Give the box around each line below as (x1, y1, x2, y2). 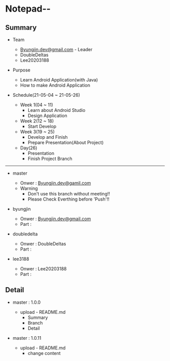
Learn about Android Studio (27, 107, 86, 113)
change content (27, 350, 61, 356)
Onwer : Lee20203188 (20, 266, 67, 271)
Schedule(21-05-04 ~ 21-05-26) (12, 92, 80, 98)
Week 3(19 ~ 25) (20, 129, 55, 135)
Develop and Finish (27, 134, 68, 140)
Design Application (27, 112, 67, 118)
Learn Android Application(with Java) (20, 77, 98, 83)
